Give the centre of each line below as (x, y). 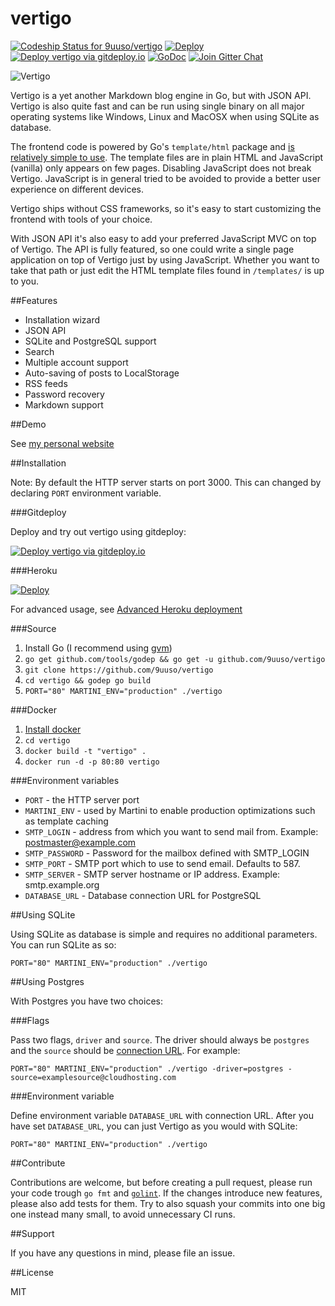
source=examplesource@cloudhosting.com (93, 1077)
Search (39, 351)
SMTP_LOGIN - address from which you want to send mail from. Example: (171, 831)
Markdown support (64, 404)
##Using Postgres (47, 981)
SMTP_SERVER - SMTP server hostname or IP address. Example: (152, 874)
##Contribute (38, 1163)
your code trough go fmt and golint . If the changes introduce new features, (166, 1193)
